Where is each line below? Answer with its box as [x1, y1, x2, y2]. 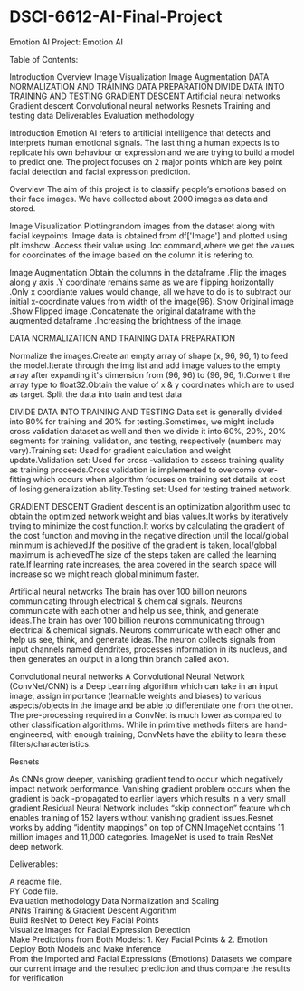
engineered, [9, 728, 54, 740]
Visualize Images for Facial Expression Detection [9, 924, 191, 935]
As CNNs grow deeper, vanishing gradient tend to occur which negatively [9, 773, 283, 784]
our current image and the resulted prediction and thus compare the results [9, 963, 291, 974]
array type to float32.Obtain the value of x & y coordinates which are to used [9, 379, 295, 390]
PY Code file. [9, 886, 59, 897]
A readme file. [9, 876, 62, 887]
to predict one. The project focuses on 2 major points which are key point [9, 156, 283, 167]
